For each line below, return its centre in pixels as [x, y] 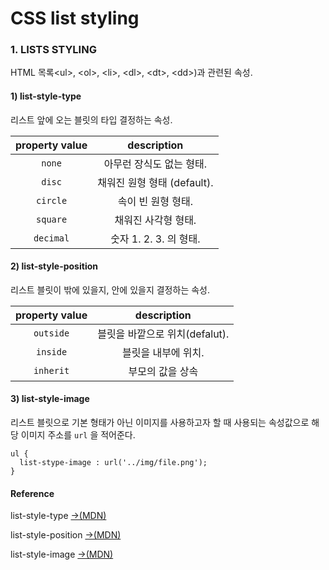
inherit [51, 370]
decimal [51, 238]
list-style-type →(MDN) [58, 516]
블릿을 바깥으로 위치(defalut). [163, 334]
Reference [32, 493]
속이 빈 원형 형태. [155, 201]
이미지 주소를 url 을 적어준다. [78, 435]
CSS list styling [75, 18]
